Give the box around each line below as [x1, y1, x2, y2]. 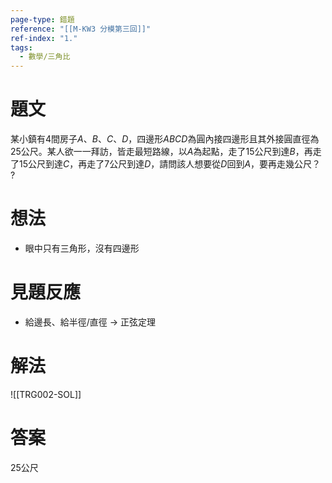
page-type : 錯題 [10, 14, 75, 25]
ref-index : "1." [10, 33, 78, 43]
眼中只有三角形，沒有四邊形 [24, 242, 140, 254]
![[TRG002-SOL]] [10, 388, 82, 400]
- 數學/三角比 [19, 52, 71, 62]
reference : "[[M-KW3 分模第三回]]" [10, 24, 152, 34]
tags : [10, 42, 33, 53]
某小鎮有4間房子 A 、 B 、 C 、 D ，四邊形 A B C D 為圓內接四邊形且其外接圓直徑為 [10, 133, 320, 145]
